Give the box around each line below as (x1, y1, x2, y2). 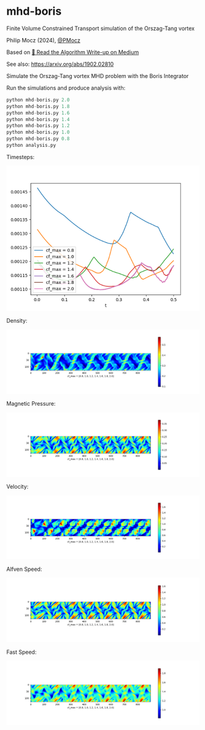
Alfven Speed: (6, 565, 42, 573)
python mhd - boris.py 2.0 (6, 96, 70, 103)
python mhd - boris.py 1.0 (6, 129, 70, 136)
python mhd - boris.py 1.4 (6, 116, 70, 122)
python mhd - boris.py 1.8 (6, 103, 70, 109)
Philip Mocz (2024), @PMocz (6, 36, 81, 44)
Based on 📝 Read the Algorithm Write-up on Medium (6, 48, 139, 56)
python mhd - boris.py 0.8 (6, 136, 70, 142)
